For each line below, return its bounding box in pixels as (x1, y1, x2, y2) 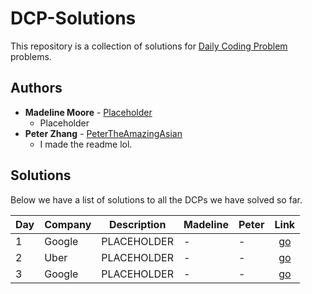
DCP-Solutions (10, 7, 137, 30)
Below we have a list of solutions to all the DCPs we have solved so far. (10, 193, 303, 206)
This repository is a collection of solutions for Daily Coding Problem (10, 40, 288, 52)
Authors (10, 80, 63, 97)
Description (108, 217, 167, 231)
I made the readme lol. (39, 138, 133, 150)
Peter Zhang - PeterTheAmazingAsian (24, 127, 183, 139)
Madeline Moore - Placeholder (24, 106, 153, 118)
